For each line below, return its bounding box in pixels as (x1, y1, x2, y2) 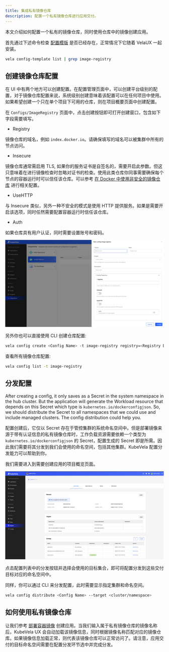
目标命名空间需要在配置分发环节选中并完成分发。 (14, 641, 116, 647)
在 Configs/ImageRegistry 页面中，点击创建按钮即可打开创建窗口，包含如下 (5, 109, 161, 116)
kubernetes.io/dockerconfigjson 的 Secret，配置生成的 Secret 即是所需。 (5, 438, 158, 444)
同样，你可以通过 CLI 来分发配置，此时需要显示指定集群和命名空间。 (5, 582, 147, 588)
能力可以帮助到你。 (9, 450, 49, 456)
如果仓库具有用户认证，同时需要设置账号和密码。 (5, 230, 107, 236)
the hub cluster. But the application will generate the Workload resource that (5, 398, 163, 404)
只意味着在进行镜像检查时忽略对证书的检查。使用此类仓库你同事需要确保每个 (5, 169, 164, 176)
